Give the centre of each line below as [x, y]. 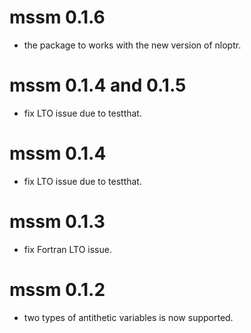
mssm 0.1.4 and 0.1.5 [98, 85]
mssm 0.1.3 [57, 222]
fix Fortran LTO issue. [67, 249]
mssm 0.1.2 [57, 289]
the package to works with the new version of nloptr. [132, 45]
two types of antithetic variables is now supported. [128, 317]
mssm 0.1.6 [57, 17]
